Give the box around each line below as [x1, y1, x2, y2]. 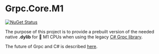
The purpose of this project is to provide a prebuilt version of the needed [5, 28, 155, 34]
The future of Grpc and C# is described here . [5, 43, 98, 49]
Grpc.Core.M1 [5, 3, 64, 14]
